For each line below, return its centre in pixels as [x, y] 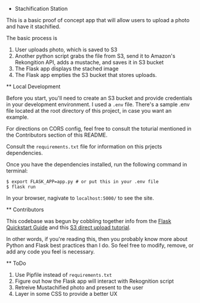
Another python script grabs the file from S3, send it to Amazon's [95, 56]
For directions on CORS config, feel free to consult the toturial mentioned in [99, 129]
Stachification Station [41, 9]
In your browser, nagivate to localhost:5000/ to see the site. [80, 198]
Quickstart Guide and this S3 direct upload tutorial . [69, 227]
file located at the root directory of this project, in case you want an [89, 111]
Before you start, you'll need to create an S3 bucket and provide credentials [99, 98]
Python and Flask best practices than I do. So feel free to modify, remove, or [100, 245]
